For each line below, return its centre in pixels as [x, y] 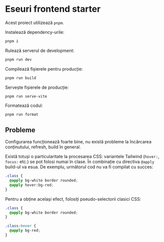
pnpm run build [21, 78]
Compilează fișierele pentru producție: [44, 69]
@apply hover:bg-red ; [32, 185]
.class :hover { [21, 226]
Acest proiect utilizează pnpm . [34, 23]
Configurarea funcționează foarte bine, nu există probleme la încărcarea [78, 142]
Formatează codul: [24, 106]
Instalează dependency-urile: [35, 32]
